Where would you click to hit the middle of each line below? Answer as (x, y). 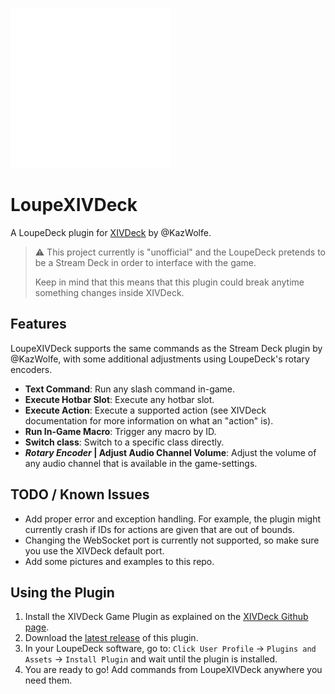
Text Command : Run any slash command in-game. (130, 389)
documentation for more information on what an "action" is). (149, 420)
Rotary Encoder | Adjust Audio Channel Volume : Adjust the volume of (170, 452)
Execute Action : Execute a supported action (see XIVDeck (145, 410)
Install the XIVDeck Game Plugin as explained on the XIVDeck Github (166, 617)
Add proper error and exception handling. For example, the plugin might (173, 519)
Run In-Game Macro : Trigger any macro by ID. (120, 431)
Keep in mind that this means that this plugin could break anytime (169, 282)
